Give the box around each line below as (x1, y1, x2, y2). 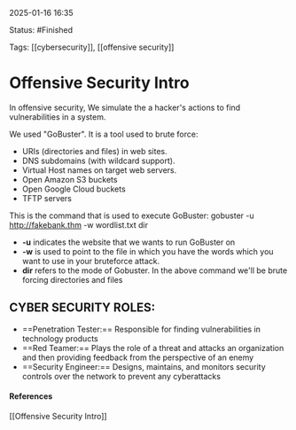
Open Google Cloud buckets (21, 184, 126, 194)
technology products (21, 332, 99, 344)
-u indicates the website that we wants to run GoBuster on (21, 237, 236, 247)
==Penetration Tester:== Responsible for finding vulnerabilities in (21, 324, 261, 334)
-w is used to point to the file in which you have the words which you (21, 246, 274, 256)
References (9, 391, 53, 402)
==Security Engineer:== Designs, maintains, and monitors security (21, 361, 266, 371)
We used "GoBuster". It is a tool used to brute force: (9, 129, 199, 139)
